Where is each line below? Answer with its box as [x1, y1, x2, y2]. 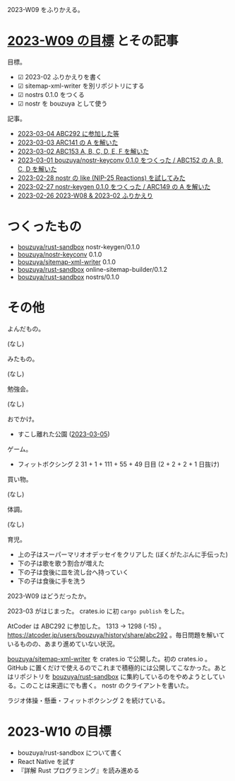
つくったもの [7, 219, 83, 235]
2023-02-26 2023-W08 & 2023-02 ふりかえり [17, 191, 154, 200]
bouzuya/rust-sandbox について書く [17, 748, 123, 757]
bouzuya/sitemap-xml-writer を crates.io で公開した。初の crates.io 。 [7, 654, 212, 663]
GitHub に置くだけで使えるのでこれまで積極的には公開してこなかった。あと [7, 663, 227, 672]
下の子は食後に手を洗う [17, 576, 86, 585]
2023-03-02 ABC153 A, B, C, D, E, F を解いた [17, 147, 150, 155]
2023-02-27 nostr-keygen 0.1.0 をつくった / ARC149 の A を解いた [17, 182, 211, 190]
